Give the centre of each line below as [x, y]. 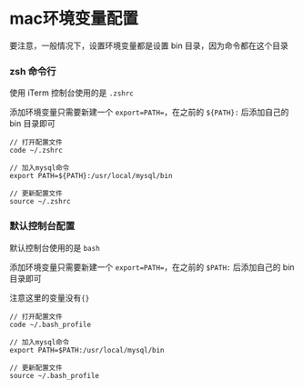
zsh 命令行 [33, 71]
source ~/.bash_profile [55, 375]
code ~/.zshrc [36, 151]
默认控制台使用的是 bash [55, 247]
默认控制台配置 [42, 226]
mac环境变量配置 [74, 19]
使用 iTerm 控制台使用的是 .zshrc [72, 93]
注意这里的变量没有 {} [50, 297]
